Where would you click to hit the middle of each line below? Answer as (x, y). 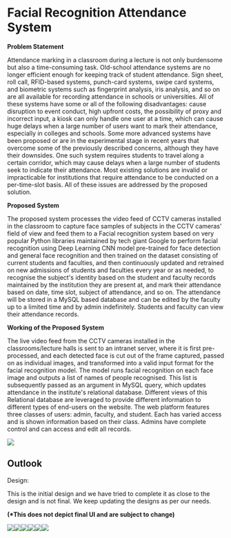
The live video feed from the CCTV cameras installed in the (91, 340)
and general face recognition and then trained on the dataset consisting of (113, 255)
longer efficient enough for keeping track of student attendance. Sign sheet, (115, 75)
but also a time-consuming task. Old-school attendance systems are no (109, 67)
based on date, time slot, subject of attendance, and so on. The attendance (114, 292)
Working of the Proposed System (56, 327)
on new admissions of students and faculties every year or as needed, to (111, 270)
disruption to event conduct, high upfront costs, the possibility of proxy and (114, 111)
